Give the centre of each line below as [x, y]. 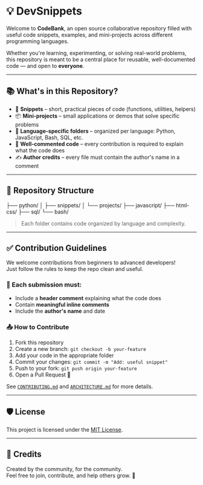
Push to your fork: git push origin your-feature [76, 368]
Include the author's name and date [60, 311]
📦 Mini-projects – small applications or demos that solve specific [97, 116]
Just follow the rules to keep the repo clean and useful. [75, 269]
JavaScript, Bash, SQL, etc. [49, 137]
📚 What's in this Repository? [62, 91]
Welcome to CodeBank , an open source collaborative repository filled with [99, 28]
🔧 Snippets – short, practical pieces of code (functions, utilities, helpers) [105, 109]
